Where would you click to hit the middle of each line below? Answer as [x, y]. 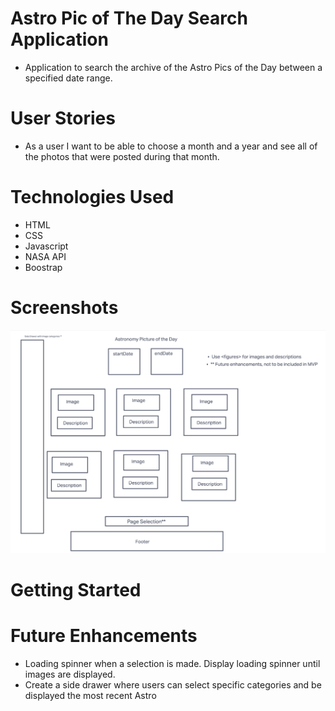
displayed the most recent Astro [90, 695]
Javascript [46, 246]
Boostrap [43, 267]
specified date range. [68, 78]
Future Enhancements [104, 635]
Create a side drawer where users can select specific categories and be [173, 684]
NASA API [45, 256]
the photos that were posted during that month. [122, 156]
